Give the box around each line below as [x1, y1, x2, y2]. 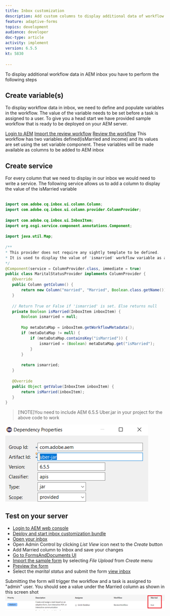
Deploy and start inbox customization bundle [12, 531, 106, 537]
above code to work [17, 415, 60, 421]
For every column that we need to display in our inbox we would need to [5, 175, 156, 181]
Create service [5, 162, 53, 170]
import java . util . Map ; [5, 234, 53, 239]
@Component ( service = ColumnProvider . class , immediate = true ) [5, 266, 142, 271]
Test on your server [5, 511, 68, 520]
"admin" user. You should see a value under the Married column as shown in [5, 583, 165, 590]
